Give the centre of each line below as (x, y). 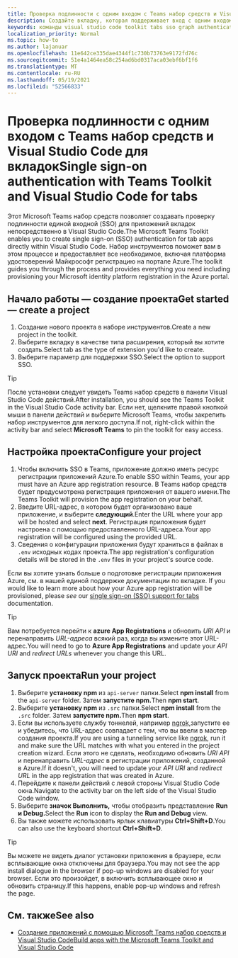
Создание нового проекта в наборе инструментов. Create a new (114, 327)
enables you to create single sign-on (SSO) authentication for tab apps (110, 239)
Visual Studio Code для (78, 151)
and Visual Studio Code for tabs (103, 197)
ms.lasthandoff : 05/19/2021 (49, 80)
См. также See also (51, 916)
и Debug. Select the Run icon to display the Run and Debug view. (112, 813)
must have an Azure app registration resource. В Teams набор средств (122, 484)
